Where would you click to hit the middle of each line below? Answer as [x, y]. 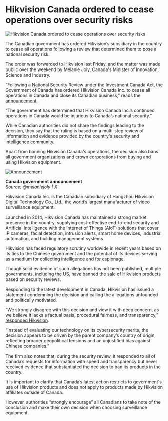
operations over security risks [69, 20]
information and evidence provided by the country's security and [72, 136]
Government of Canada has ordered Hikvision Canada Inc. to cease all [78, 90]
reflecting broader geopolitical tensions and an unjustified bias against [78, 340]
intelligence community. [30, 142]
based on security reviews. [33, 279]
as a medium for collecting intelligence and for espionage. [65, 259]
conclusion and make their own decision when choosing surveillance [76, 407]
